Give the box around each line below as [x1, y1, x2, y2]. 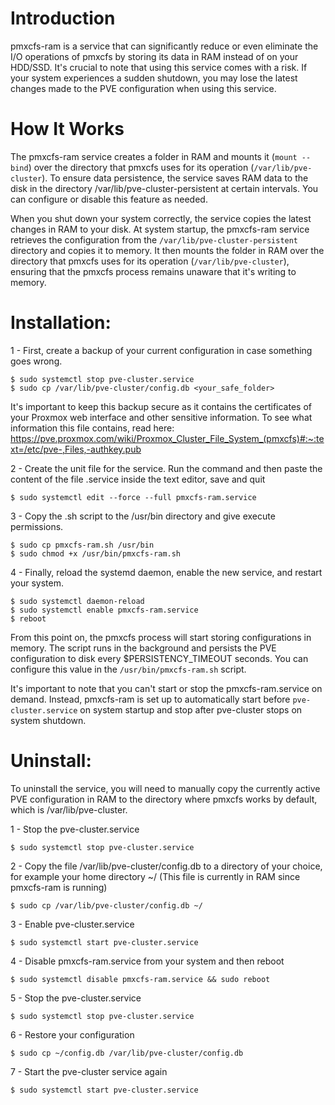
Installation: [10, 312, 112, 334]
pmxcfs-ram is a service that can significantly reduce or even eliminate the [10, 40, 319, 52]
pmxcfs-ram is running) [10, 881, 108, 893]
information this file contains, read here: [10, 422, 175, 434]
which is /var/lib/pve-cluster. [10, 803, 128, 816]
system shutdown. [10, 714, 87, 726]
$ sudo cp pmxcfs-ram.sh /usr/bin [10, 540, 155, 550]
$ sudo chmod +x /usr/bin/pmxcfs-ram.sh [10, 548, 182, 559]
